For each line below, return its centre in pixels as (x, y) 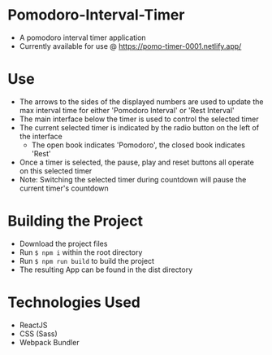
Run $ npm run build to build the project (87, 261)
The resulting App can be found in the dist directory (106, 270)
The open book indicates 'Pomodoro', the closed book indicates (138, 145)
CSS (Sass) (38, 333)
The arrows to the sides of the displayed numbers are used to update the (141, 101)
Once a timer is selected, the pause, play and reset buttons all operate (137, 162)
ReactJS (33, 325)
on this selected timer (56, 171)
